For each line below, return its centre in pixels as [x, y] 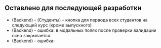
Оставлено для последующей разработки [73, 8]
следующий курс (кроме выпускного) [52, 25]
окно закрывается [31, 35]
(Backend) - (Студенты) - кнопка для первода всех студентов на [80, 20]
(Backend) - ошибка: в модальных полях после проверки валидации [84, 30]
